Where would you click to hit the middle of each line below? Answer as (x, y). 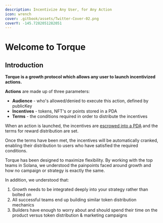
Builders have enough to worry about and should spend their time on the (85, 210)
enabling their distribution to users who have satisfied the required (72, 146)
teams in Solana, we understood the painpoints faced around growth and (78, 166)
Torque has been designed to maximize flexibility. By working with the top (79, 160)
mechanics (23, 205)
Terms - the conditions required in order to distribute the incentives (80, 116)
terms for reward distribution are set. (42, 131)
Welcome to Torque (45, 47)
